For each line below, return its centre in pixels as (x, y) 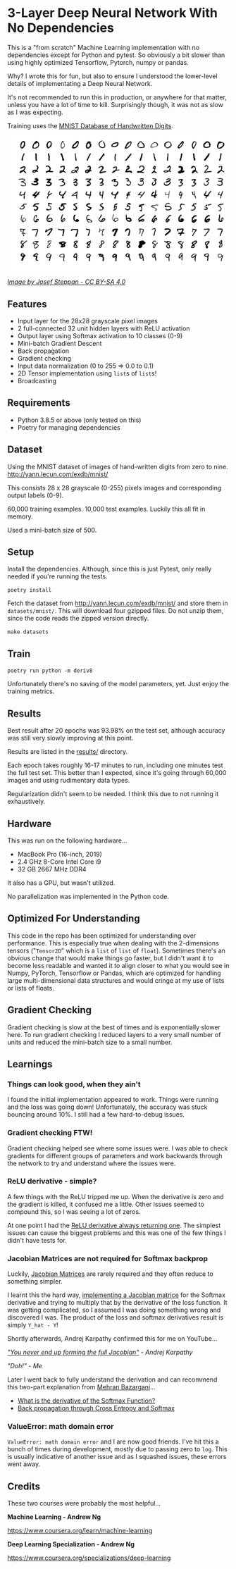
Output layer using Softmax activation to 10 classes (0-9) (100, 336)
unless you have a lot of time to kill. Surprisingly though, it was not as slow (115, 104)
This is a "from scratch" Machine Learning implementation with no (104, 47)
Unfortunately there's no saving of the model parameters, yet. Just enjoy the (118, 684)
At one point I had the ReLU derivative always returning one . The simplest (114, 1225)
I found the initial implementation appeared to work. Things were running (113, 1100)
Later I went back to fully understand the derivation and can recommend (112, 1379)
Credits (24, 1486)
